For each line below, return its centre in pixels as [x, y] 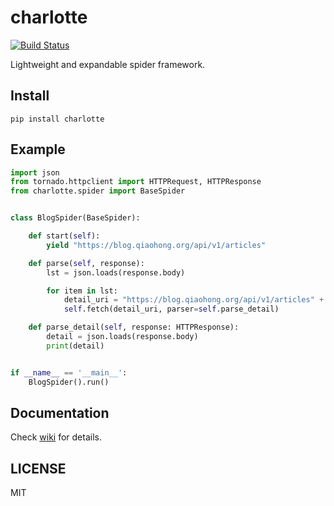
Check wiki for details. [56, 437]
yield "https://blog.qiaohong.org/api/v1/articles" [156, 245]
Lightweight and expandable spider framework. [108, 64]
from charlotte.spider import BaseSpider [98, 191]
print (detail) [75, 346]
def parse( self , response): [86, 263]
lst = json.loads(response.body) [116, 272]
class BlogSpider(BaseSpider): [75, 218]
